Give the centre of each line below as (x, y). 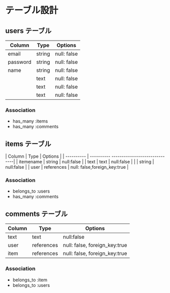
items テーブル (28, 144)
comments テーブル (37, 214)
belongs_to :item (30, 280)
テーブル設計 (32, 10)
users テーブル (28, 31)
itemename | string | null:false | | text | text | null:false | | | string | (86, 162)
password (20, 62)
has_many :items (30, 121)
